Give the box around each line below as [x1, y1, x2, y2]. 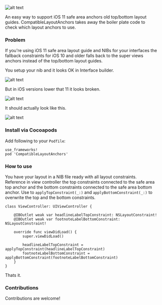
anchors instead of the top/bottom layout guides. [5, 58, 103, 64]
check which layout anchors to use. [5, 24, 76, 30]
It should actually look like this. [5, 105, 66, 111]
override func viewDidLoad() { [14, 229, 77, 234]
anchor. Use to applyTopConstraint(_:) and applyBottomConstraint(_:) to [5, 189, 153, 195]
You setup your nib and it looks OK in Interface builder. [5, 67, 114, 73]
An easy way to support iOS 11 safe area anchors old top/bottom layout [5, 14, 147, 19]
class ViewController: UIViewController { [5, 204, 92, 209]
